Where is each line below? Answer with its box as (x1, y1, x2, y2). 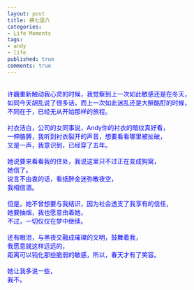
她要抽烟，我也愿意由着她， (7, 208, 87, 217)
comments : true (7, 62, 52, 69)
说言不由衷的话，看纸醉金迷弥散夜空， (7, 174, 117, 182)
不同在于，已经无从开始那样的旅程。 (7, 107, 112, 115)
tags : (7, 36, 23, 43)
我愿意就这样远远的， (7, 242, 68, 250)
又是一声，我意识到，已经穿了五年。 (7, 140, 112, 149)
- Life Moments (7, 29, 52, 37)
